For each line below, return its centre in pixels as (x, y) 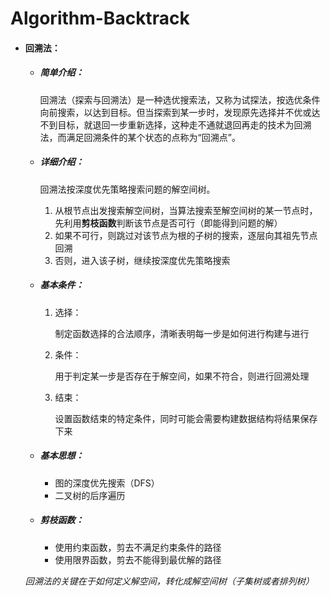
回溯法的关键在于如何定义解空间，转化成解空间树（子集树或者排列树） (169, 581)
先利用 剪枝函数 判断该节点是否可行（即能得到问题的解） (168, 223)
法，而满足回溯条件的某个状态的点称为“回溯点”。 (140, 137)
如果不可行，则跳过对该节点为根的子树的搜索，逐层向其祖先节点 (186, 235)
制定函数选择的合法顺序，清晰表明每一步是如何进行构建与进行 (182, 333)
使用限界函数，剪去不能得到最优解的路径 (138, 559)
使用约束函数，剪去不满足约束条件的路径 (138, 547)
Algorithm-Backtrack (100, 18)
